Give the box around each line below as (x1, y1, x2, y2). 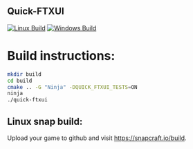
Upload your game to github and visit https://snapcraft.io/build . (7, 134, 187, 142)
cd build (7, 77, 33, 84)
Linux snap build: (7, 115, 83, 127)
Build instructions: (7, 48, 116, 63)
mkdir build (7, 70, 42, 78)
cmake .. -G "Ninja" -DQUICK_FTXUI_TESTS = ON (7, 83, 138, 90)
